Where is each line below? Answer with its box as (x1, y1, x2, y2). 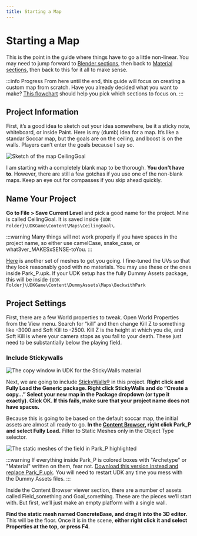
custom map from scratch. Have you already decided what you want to (6, 84, 178, 91)
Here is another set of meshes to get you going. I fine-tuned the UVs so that (6, 257, 190, 264)
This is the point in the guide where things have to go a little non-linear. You (6, 54, 189, 61)
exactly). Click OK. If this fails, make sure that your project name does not (6, 397, 190, 404)
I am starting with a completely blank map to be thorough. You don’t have (6, 164, 185, 171)
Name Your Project (6, 194, 76, 204)
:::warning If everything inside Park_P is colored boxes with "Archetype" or (6, 456, 187, 464)
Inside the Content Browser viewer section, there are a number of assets (6, 487, 182, 494)
